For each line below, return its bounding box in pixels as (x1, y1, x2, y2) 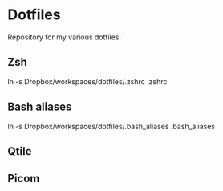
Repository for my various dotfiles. (7, 32, 122, 42)
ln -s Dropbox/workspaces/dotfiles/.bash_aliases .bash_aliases (7, 121, 216, 131)
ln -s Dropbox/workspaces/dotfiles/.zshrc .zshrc (7, 76, 168, 86)
